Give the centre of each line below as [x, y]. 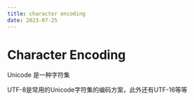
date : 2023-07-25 [32, 20]
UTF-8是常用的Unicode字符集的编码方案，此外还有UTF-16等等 [97, 90]
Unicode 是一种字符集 [39, 75]
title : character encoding [46, 14]
